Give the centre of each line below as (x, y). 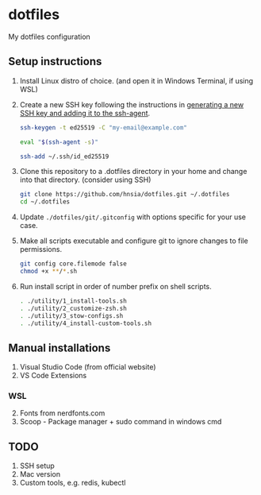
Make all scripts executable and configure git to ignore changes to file (134, 241)
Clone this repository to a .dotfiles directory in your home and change (133, 172)
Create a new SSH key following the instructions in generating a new (132, 104)
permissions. (40, 249)
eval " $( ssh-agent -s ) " (59, 142)
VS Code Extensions (53, 376)
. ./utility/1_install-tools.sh (73, 301)
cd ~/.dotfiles (45, 202)
